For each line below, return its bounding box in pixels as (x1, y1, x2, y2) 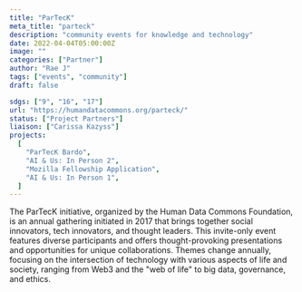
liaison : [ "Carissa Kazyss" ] (9, 122, 120, 131)
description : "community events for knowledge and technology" (9, 30, 254, 39)
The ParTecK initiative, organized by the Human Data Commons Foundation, (9, 206, 293, 218)
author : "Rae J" (9, 64, 71, 73)
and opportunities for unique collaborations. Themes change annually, (9, 245, 272, 256)
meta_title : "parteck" (9, 22, 95, 31)
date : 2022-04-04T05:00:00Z (9, 38, 116, 48)
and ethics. (9, 274, 52, 285)
